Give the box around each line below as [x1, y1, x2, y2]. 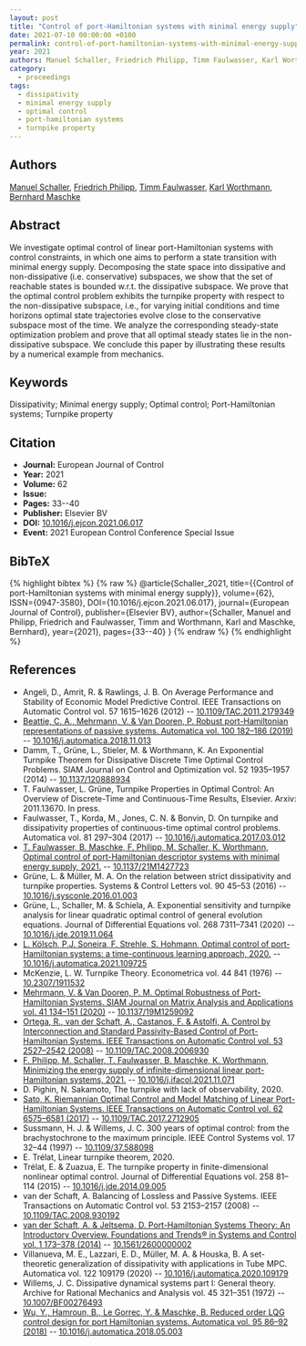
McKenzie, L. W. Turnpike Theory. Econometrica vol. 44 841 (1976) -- [22, 968, 282, 978]
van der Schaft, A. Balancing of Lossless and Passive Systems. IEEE [22, 1190, 278, 1201]
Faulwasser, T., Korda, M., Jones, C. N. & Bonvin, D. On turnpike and [22, 813, 279, 823]
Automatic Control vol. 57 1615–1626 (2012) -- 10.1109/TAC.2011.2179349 [22, 706, 294, 717]
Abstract [9, 218, 61, 233]
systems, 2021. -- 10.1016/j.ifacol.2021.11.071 [69, 1073, 235, 1085]
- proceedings [17, 73, 71, 82]
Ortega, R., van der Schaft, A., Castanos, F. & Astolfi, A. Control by [22, 1016, 271, 1027]
